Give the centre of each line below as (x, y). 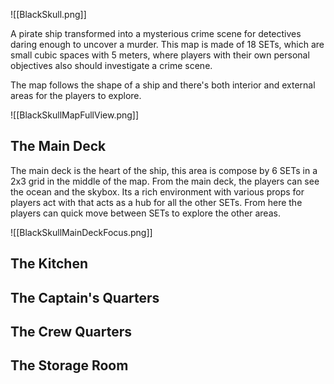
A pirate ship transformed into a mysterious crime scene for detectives (156, 33)
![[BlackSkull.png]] (48, 14)
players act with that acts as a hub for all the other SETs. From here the (156, 202)
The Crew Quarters (71, 331)
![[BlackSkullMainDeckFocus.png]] (81, 232)
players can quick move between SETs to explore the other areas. (145, 213)
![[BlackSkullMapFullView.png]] (75, 115)
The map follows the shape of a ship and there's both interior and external (163, 85)
